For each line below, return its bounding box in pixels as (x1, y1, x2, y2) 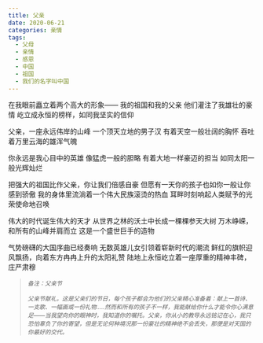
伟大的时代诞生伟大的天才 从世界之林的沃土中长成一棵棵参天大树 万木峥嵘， (8, 216, 253, 225)
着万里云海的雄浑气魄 (8, 136, 77, 146)
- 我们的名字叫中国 (15, 77, 69, 85)
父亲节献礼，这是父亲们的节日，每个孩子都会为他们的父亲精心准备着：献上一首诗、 (27, 294, 251, 303)
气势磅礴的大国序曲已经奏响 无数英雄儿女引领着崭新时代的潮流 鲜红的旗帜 (8, 242, 246, 252)
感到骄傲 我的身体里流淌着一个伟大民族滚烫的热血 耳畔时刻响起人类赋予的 (8, 190, 246, 199)
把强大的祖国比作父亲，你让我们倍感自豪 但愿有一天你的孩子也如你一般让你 (8, 179, 251, 189)
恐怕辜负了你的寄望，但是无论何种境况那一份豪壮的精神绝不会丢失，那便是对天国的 (27, 319, 251, 327)
